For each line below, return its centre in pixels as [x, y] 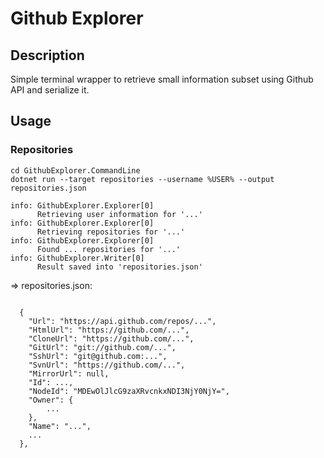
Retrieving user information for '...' [119, 214]
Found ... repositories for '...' [109, 249]
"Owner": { [51, 400]
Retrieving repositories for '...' [111, 232]
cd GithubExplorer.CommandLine [75, 170]
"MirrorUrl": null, [69, 373]
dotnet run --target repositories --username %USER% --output [142, 179]
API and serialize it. [50, 90]
